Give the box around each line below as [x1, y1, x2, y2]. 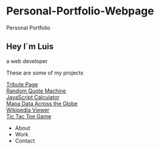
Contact [14, 137, 35, 144]
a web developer [6, 57, 48, 64]
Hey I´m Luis [6, 41, 54, 52]
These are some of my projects [6, 69, 84, 76]
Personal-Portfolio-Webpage [6, 4, 155, 18]
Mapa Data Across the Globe [6, 100, 78, 107]
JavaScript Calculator [6, 93, 60, 100]
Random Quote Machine [6, 87, 66, 94]
